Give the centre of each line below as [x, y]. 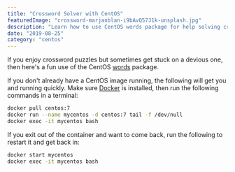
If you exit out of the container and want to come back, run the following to [115, 134]
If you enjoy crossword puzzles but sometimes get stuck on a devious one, [115, 59]
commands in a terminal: [43, 96]
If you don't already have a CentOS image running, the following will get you [117, 80]
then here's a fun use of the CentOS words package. [83, 67]
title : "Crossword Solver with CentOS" [65, 14]
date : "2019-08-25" [36, 33]
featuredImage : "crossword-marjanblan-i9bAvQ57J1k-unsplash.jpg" [104, 20]
